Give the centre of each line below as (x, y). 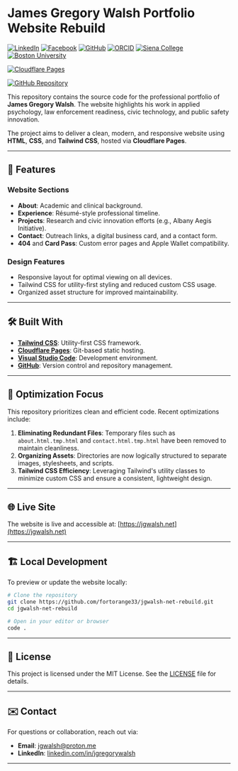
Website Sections (38, 190)
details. (18, 681)
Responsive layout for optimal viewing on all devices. (95, 277)
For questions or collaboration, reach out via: (73, 732)
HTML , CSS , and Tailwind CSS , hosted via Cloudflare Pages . (97, 141)
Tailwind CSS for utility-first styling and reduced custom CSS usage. (117, 284)
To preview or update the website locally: (67, 582)
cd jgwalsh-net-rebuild (42, 608)
